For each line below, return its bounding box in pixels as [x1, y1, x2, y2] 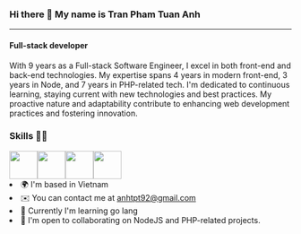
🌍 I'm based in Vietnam [21, 178, 109, 189]
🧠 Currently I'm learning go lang [21, 205, 139, 216]
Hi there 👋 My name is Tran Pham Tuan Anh [9, 8, 201, 21]
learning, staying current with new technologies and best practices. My [9, 89, 272, 100]
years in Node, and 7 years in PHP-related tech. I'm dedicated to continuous [9, 79, 290, 90]
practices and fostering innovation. [9, 108, 138, 118]
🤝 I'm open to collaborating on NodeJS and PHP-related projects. [21, 214, 262, 225]
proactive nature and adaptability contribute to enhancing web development [9, 98, 290, 108]
